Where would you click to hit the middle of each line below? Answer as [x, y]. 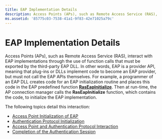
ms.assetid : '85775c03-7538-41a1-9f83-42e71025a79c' [60, 18]
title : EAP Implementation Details [41, 9]
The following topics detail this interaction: [47, 107]
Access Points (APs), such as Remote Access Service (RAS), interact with [79, 56]
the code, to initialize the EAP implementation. [51, 97]
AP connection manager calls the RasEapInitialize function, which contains [81, 92]
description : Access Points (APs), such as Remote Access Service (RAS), [81, 14]
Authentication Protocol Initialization [48, 122]
